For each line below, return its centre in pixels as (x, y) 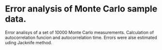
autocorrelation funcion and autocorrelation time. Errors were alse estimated (81, 37)
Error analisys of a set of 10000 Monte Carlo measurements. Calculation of (79, 32)
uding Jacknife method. (29, 42)
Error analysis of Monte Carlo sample (81, 9)
